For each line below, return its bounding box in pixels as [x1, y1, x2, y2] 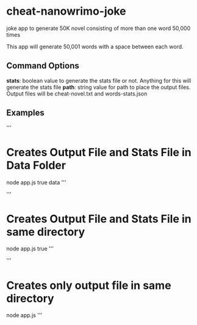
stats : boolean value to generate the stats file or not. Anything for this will [6, 77, 192, 84]
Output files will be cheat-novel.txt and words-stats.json [6, 90, 148, 97]
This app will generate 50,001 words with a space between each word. [6, 43, 184, 50]
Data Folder [6, 158, 66, 172]
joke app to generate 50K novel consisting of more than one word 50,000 [6, 24, 191, 32]
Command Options [6, 61, 79, 71]
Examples [6, 108, 45, 118]
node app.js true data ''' [6, 179, 66, 186]
